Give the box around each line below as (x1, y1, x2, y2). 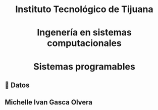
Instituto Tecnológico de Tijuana (15, 4, 153, 15)
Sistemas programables (33, 61, 136, 72)
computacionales (47, 38, 122, 49)
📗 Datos (5, 81, 30, 89)
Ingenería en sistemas (37, 27, 132, 39)
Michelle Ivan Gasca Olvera (5, 98, 93, 107)
